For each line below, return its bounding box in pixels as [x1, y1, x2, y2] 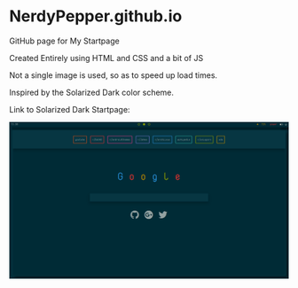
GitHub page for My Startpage [9, 35, 120, 46]
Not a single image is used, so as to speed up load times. [9, 69, 218, 81]
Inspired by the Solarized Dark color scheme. [9, 87, 175, 97]
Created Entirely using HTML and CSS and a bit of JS [9, 52, 204, 63]
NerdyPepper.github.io [9, 6, 183, 27]
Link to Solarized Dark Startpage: [9, 104, 130, 114]
